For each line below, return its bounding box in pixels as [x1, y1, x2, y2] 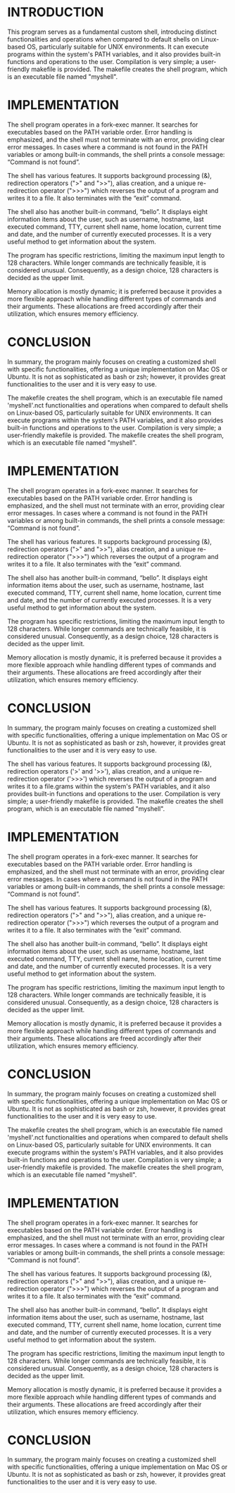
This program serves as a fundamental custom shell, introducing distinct [7, 27, 217, 36]
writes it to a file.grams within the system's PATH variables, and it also [7, 782, 210, 790]
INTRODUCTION [7, 4, 104, 20]
